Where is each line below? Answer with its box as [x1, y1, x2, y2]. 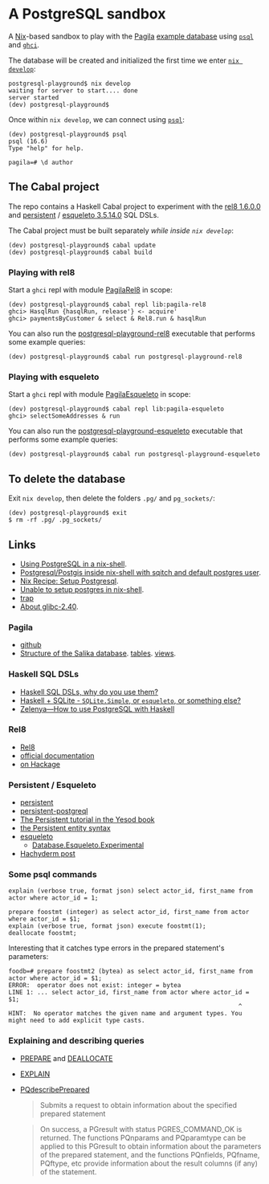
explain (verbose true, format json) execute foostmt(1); [8, 922, 206, 930]
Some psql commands [8, 869, 98, 880]
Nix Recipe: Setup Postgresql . [19, 576, 119, 586]
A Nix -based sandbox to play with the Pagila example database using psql [8, 31, 255, 41]
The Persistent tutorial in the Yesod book [19, 815, 155, 824]
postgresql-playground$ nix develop [8, 80, 131, 88]
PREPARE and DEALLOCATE [19, 1053, 113, 1063]
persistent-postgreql [19, 806, 88, 816]
